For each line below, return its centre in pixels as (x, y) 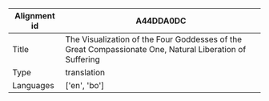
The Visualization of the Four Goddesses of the (154, 39)
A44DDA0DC (161, 21)
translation (85, 73)
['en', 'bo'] (85, 85)
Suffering (82, 59)
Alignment (35, 16)
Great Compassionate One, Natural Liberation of (156, 49)
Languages (33, 85)
